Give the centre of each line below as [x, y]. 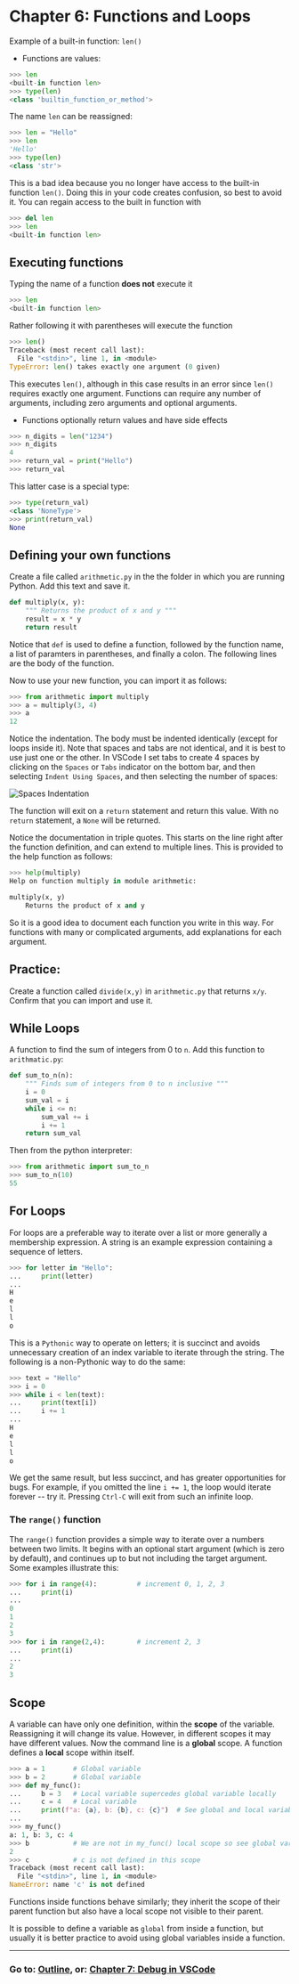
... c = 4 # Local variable [73, 1802]
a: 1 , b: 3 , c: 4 [41, 1835]
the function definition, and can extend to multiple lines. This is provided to [146, 847]
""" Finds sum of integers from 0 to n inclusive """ [127, 1084]
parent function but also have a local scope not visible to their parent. [137, 1911]
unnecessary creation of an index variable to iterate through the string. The [147, 1352]
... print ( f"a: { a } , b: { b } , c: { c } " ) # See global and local [137, 1810]
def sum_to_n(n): [41, 1076]
